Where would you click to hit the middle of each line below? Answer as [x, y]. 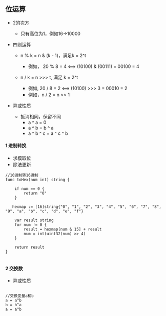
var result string [34, 220]
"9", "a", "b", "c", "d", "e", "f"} [44, 212]
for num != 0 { [31, 225]
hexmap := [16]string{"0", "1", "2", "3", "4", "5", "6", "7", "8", [87, 207]
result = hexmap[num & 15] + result [63, 230]
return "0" [35, 194]
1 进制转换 [16, 146]
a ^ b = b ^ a [41, 128]
